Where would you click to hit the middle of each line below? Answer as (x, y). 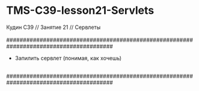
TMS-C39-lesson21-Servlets (80, 11)
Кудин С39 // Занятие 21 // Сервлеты (54, 27)
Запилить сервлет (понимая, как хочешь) (68, 58)
